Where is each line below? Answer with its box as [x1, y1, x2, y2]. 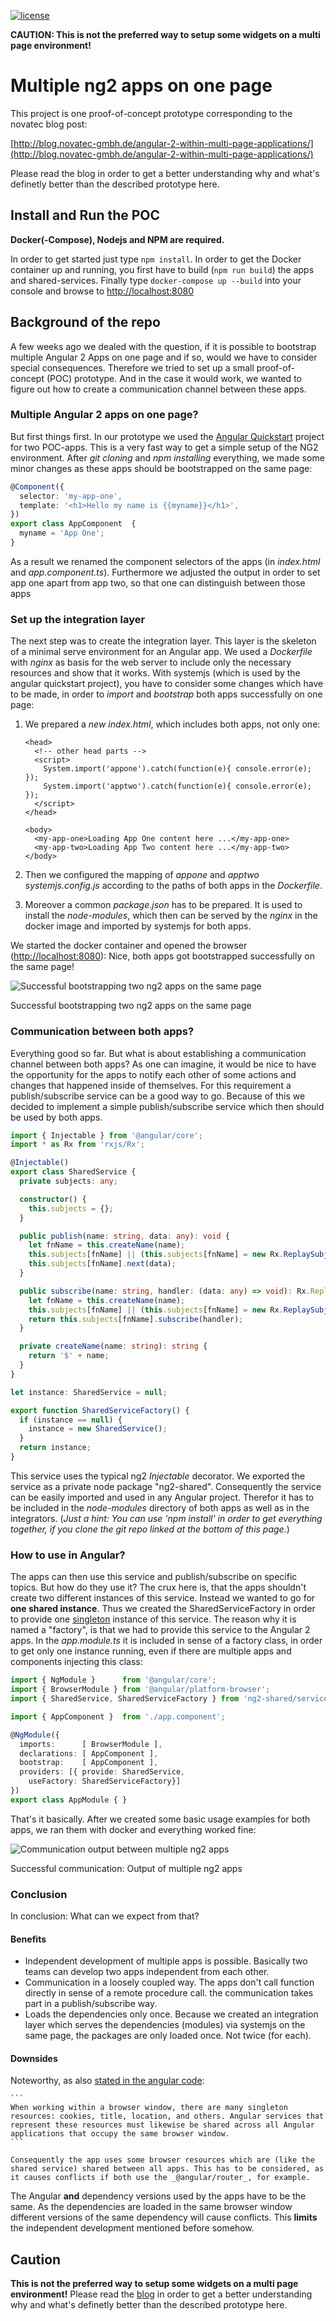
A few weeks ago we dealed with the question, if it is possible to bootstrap [10, 340, 317, 352]
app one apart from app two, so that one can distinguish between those [10, 576, 306, 589]
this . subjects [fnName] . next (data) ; [28, 1259, 177, 1269]
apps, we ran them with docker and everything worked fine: [10, 1823, 257, 1835]
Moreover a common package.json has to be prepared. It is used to [24, 899, 303, 911]
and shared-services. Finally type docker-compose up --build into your [10, 274, 302, 286]
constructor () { [19, 1194, 87, 1204]
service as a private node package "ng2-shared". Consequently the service [10, 1480, 322, 1492]
